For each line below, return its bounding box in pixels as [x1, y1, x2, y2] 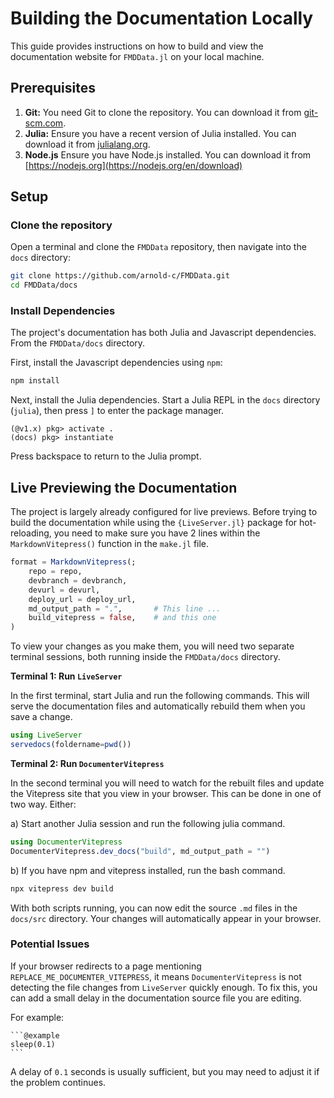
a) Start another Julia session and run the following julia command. [10, 817, 286, 829]
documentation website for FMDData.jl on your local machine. [10, 50, 265, 62]
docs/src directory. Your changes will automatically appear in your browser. [10, 912, 322, 924]
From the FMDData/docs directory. [10, 337, 146, 349]
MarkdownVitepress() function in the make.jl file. [10, 538, 210, 550]
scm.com [24, 117, 64, 129]
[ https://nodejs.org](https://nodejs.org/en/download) [24, 159, 243, 171]
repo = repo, [28, 567, 83, 577]
